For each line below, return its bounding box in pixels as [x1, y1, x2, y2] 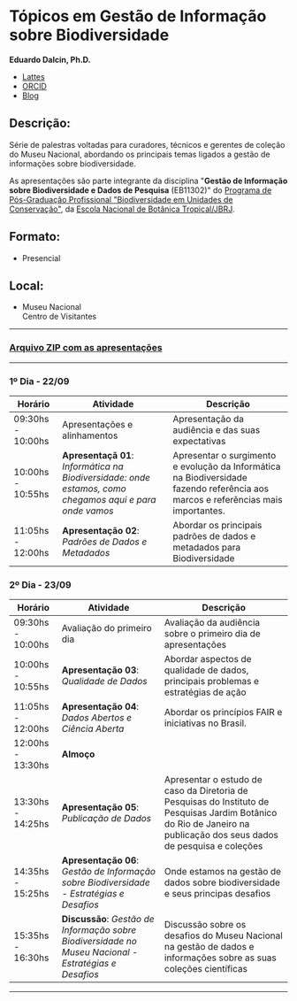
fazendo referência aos [172, 482, 270, 495]
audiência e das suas [172, 423, 261, 435]
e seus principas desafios [164, 888, 271, 900]
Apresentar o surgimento [172, 449, 277, 461]
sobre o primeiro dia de [164, 628, 261, 640]
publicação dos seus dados [164, 829, 278, 842]
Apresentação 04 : [61, 701, 140, 713]
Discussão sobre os [164, 919, 247, 931]
